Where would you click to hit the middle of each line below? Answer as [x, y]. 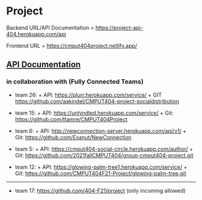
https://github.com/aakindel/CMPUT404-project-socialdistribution [97, 101]
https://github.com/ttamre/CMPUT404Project [71, 119]
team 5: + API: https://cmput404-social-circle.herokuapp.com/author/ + [104, 149]
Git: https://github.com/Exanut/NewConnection [73, 137]
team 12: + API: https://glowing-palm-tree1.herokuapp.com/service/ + [101, 167]
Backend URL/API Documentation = [50, 28]
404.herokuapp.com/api [36, 34]
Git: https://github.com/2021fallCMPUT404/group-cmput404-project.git [104, 155]
